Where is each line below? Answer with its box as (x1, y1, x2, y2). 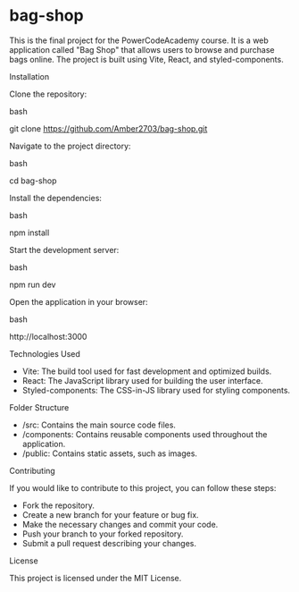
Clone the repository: (9, 89, 87, 99)
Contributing (9, 465, 55, 476)
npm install (9, 227, 50, 238)
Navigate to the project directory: (9, 140, 131, 151)
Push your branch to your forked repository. (21, 529, 184, 539)
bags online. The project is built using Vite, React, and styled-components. (9, 54, 284, 64)
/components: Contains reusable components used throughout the (21, 428, 268, 439)
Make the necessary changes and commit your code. (21, 519, 219, 529)
